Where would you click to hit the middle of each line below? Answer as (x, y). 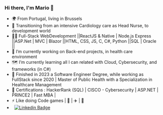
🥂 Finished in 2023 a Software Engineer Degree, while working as (78, 75)
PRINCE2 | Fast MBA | (34, 95)
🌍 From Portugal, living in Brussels (47, 19)
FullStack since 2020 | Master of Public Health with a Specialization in (82, 79)
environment (24, 57)
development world (31, 31)
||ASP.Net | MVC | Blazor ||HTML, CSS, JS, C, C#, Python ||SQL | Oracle (84, 41)
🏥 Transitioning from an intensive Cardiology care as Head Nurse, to (80, 26)
